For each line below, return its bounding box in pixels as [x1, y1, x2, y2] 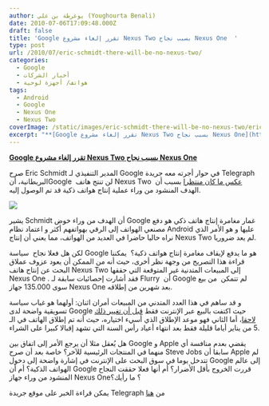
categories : [9, 57, 49, 65]
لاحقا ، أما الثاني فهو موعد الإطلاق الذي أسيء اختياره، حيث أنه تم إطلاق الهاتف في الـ [9, 314, 256, 324]
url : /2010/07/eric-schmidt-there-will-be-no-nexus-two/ [9, 49, 203, 57]
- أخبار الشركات [16, 71, 70, 79]
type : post [9, 42, 45, 50]
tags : [9, 86, 27, 94]
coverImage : [9, 123, 49, 131]
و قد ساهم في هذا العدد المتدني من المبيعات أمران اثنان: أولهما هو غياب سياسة [9, 297, 242, 307]
